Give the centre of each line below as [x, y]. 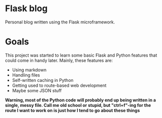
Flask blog [26, 9]
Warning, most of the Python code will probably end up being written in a [81, 100]
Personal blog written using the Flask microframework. [60, 22]
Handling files [26, 75]
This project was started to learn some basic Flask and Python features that [81, 55]
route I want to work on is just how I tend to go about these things [72, 110]
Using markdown [29, 70]
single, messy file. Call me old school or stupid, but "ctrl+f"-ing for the [78, 105]
